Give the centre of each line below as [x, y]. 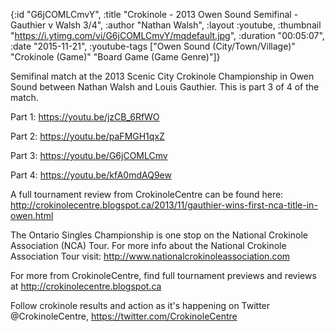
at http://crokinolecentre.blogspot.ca [86, 286]
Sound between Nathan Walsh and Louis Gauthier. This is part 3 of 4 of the [165, 87]
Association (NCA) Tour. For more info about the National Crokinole [148, 245]
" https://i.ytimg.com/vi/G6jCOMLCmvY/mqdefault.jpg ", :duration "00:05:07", [167, 35]
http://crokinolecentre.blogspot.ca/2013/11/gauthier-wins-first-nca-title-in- [164, 205]
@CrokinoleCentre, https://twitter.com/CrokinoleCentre [124, 316]
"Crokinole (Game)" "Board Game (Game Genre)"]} [115, 57]
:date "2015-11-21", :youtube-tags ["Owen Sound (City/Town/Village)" [153, 46]
